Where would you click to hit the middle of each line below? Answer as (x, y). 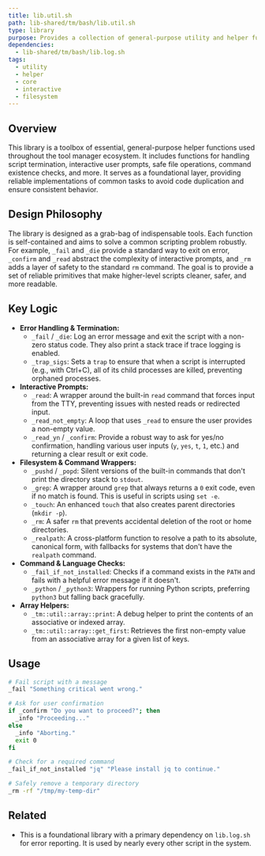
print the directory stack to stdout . (87, 479)
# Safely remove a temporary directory (74, 784)
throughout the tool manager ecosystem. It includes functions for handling (129, 156)
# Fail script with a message (58, 682)
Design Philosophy (55, 214)
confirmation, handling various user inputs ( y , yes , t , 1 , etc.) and (135, 445)
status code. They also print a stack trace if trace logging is (144, 344)
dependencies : (32, 45)
